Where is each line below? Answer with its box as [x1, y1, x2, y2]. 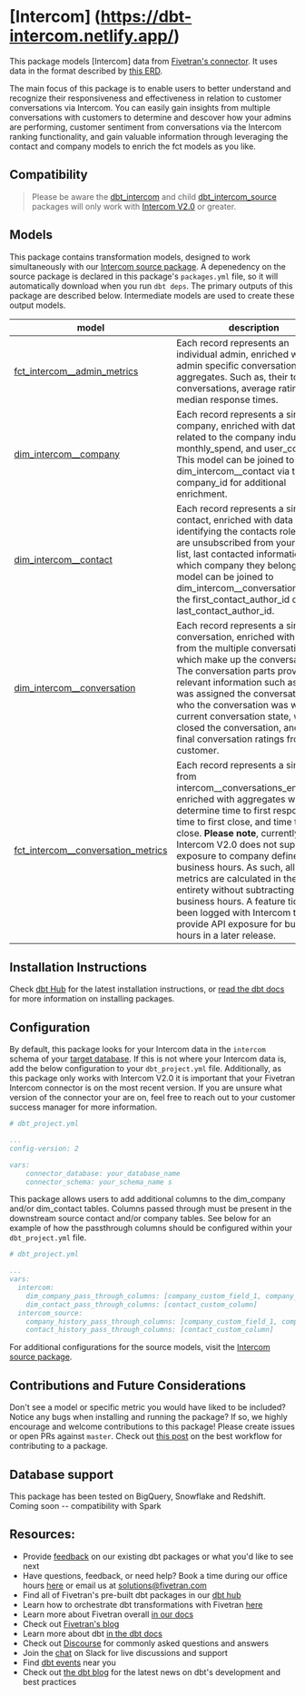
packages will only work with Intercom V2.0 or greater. [31, 201, 237, 212]
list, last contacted [176, 547, 254, 560]
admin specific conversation [176, 359, 297, 371]
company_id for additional [176, 476, 287, 488]
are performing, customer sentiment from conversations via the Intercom [9, 121, 282, 133]
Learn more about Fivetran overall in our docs [22, 1609, 193, 1620]
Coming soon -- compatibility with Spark [9, 1500, 162, 1511]
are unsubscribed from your [176, 536, 296, 548]
